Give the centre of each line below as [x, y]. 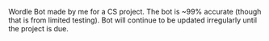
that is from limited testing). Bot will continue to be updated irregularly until [132, 20]
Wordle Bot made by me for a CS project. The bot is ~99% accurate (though [135, 12]
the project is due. [38, 29]
